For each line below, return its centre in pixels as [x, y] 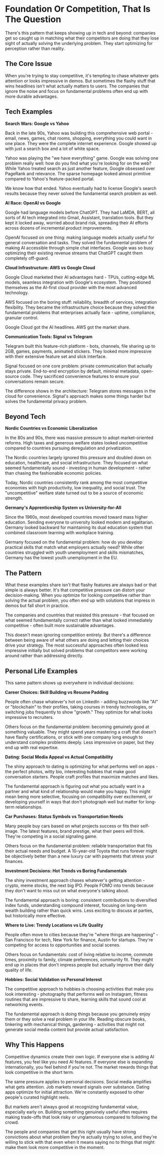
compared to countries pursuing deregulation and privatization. [69, 448]
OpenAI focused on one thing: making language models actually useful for [80, 237]
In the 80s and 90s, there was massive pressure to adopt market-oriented [79, 438]
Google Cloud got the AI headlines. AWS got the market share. [68, 327]
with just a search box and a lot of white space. [52, 148]
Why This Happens [35, 1045]
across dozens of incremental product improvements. [59, 228]
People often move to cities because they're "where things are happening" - [82, 934]
